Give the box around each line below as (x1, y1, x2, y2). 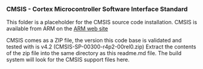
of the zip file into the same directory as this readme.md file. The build (6, 50, 182, 57)
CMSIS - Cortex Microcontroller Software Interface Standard (6, 5, 188, 13)
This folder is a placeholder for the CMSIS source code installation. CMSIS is (6, 19, 198, 26)
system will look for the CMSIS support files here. (6, 56, 130, 64)
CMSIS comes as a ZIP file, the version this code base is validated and (6, 37, 182, 44)
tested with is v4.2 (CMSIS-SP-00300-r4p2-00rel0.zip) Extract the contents (6, 43, 196, 50)
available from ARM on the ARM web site (6, 25, 108, 32)
